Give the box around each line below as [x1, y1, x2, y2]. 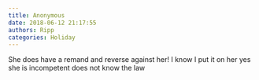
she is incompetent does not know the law [8, 64, 146, 73]
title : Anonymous [8, 11, 65, 20]
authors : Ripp [8, 26, 55, 34]
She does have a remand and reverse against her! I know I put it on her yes [8, 55, 251, 64]
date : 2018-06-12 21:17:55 [8, 19, 97, 27]
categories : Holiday [8, 33, 76, 42]
